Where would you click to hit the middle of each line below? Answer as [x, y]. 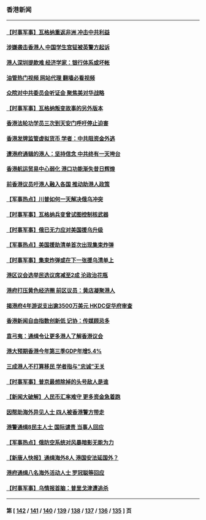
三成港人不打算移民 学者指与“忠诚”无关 [56, 366]
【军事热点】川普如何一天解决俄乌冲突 [55, 199]
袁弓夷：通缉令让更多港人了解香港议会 [55, 336]
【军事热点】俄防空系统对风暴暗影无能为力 [60, 442]
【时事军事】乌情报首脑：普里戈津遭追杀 [57, 488]
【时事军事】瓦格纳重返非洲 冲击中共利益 [58, 32]
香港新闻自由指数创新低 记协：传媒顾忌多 [58, 321]
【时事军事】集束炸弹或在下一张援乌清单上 [60, 260]
